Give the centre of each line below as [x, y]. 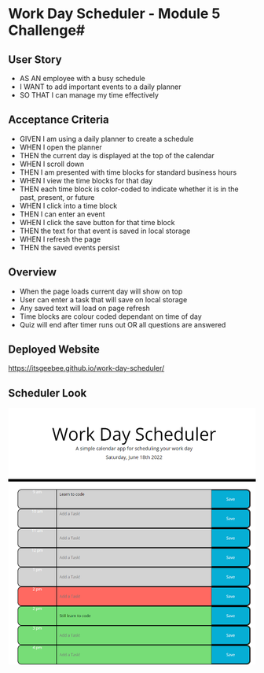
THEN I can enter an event [62, 214]
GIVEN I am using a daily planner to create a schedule [106, 139]
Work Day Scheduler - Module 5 [114, 14]
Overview [33, 272]
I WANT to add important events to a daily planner [100, 87]
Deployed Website [54, 350]
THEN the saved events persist [70, 247]
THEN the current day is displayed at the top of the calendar [117, 155]
